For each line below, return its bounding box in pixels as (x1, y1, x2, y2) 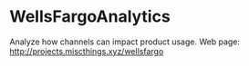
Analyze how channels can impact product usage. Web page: (9, 36, 240, 47)
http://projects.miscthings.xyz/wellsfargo (9, 45, 164, 56)
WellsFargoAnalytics (9, 6, 171, 27)
